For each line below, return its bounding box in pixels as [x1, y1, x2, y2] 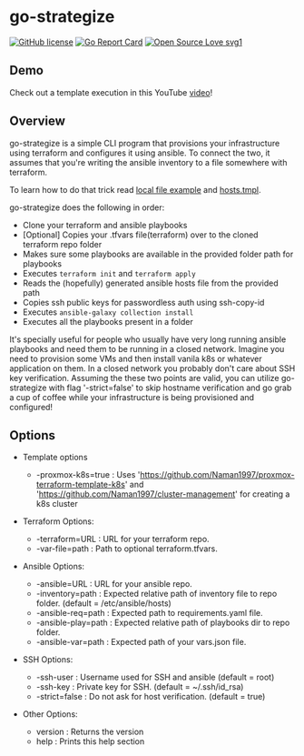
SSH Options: [22, 654, 74, 665]
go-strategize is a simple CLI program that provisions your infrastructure [9, 137, 280, 148]
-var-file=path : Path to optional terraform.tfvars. [35, 543, 218, 554]
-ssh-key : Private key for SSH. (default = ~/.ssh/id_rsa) [35, 681, 244, 692]
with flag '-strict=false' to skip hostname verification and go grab [48, 382, 292, 393]
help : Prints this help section [35, 736, 145, 747]
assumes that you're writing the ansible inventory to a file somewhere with [9, 156, 288, 167]
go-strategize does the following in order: [9, 202, 165, 213]
